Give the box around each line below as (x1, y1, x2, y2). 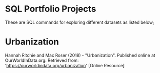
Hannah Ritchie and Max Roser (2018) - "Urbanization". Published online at (5, 52, 155, 58)
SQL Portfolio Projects (5, 3, 97, 15)
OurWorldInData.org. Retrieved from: (5, 57, 79, 63)
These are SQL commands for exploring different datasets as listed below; (5, 19, 155, 25)
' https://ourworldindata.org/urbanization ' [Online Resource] (5, 62, 125, 68)
